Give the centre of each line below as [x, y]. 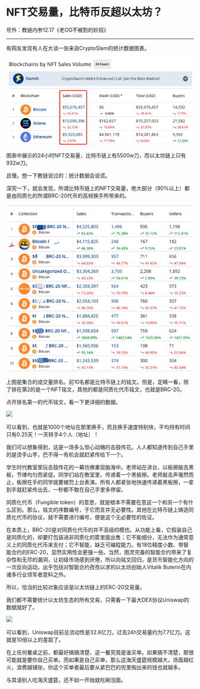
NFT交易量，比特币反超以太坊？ [85, 12]
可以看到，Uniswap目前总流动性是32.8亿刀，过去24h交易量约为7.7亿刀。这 [98, 632]
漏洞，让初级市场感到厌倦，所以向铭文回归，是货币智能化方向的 [115, 559]
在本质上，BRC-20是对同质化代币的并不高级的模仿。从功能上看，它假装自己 [99, 530]
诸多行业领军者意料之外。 [37, 574]
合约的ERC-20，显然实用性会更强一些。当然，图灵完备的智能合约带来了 [99, 552]
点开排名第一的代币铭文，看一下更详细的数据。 [63, 402]
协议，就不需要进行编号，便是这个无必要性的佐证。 [95, 517]
